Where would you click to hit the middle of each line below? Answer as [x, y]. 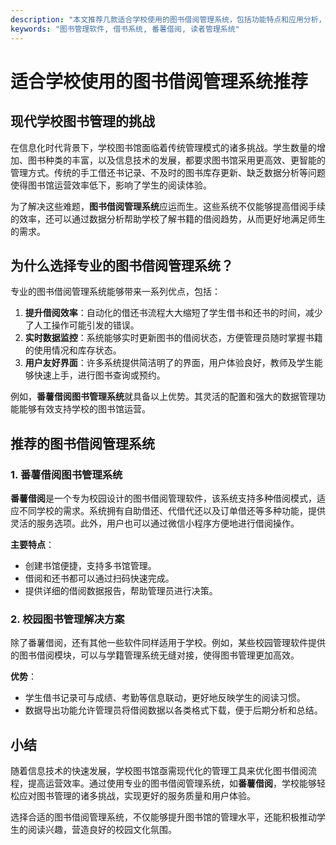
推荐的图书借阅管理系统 [82, 443]
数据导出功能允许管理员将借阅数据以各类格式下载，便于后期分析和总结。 [173, 710]
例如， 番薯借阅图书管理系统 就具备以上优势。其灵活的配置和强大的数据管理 [163, 397]
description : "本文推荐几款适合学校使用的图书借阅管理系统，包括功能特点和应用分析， [168, 19]
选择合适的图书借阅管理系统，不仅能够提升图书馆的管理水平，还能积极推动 [163, 817]
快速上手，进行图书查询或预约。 [99, 375]
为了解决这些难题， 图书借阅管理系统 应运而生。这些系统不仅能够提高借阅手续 [168, 206]
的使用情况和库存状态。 [73, 350]
